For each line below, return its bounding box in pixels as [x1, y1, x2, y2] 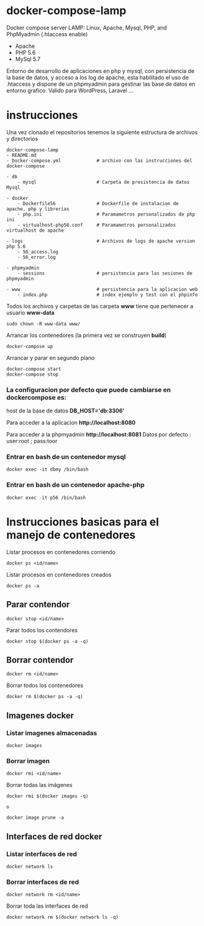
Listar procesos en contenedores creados [6, 571, 112, 578]
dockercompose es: [6, 393, 67, 401]
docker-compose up [6, 343, 53, 349]
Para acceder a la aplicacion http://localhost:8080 [6, 419, 136, 427]
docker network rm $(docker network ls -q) [6, 914, 119, 920]
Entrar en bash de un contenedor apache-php [6, 480, 145, 489]
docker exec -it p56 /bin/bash [6, 495, 86, 501]
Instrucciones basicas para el [6, 515, 159, 529]
